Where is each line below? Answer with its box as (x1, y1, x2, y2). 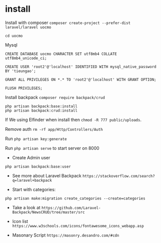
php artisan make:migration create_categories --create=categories (5, 196, 146, 201)
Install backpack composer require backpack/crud (5, 94, 105, 100)
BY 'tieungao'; (5, 69, 36, 73)
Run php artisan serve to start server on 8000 (5, 145, 99, 151)
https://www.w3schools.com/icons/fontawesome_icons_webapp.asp (12, 223, 144, 228)
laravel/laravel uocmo (5, 24, 51, 30)
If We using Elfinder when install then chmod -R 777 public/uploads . (5, 117, 142, 122)
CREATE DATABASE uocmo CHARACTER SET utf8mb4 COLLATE (5, 51, 117, 56)
